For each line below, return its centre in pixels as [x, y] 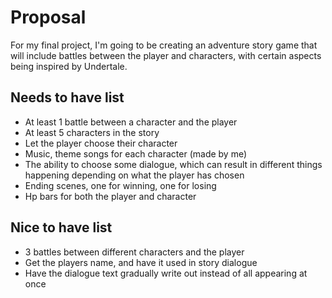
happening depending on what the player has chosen [134, 175]
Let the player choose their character [101, 143]
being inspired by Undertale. [69, 66]
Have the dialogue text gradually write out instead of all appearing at [166, 273]
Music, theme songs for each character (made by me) [136, 153]
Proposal [48, 17]
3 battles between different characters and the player [134, 252]
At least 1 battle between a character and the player [131, 122]
